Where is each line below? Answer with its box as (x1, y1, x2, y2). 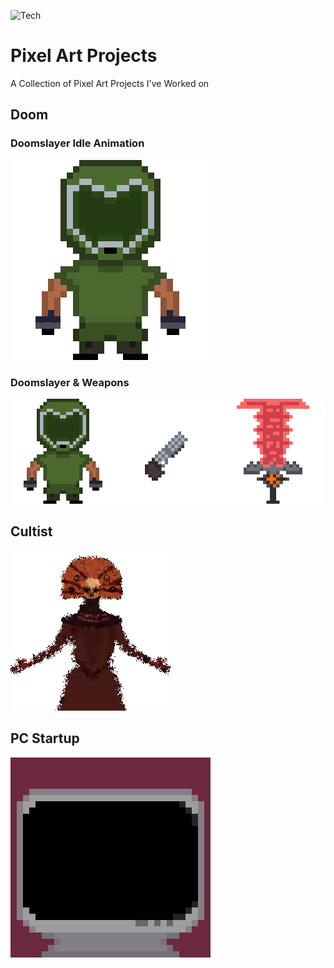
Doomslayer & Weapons (10, 375, 130, 389)
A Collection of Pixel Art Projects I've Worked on (10, 77, 210, 89)
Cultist (10, 523, 53, 540)
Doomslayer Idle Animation (10, 136, 145, 150)
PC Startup (10, 730, 80, 747)
